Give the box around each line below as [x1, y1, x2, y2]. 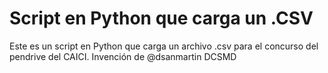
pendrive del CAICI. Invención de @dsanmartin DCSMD [9, 50, 237, 62]
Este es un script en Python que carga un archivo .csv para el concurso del [9, 40, 319, 52]
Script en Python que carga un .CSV [9, 7, 314, 30]
